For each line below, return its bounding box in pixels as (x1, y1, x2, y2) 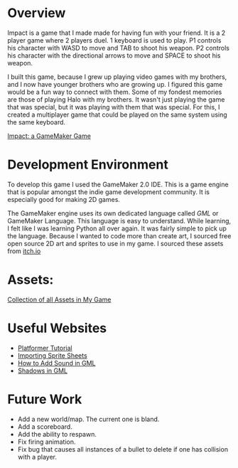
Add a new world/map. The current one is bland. (17, 415, 160, 423)
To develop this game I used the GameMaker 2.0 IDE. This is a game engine (7, 180, 229, 188)
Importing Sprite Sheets (17, 351, 87, 360)
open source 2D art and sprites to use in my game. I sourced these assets (7, 239, 224, 248)
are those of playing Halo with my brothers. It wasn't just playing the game (7, 95, 225, 104)
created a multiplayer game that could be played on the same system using (7, 110, 227, 119)
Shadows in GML (17, 366, 68, 375)
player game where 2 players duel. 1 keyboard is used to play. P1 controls (7, 36, 222, 44)
